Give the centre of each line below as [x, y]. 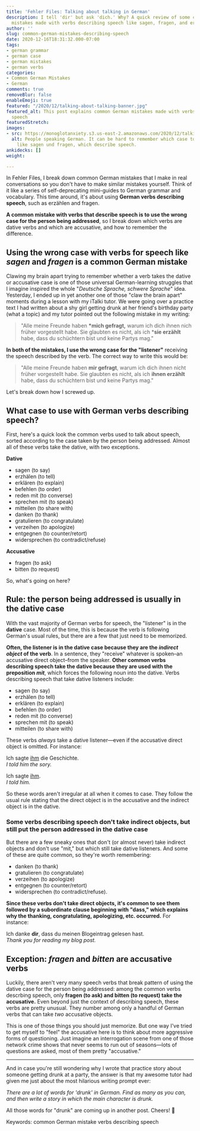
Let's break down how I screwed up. [51, 392]
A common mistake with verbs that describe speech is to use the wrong [97, 215]
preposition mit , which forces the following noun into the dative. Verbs [93, 672]
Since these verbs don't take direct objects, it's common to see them [93, 903]
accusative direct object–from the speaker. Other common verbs [86, 660]
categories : [21, 73]
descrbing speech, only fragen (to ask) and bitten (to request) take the [94, 995]
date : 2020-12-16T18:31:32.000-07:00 [53, 39]
